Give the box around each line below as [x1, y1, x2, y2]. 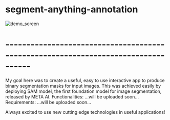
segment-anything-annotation [5, 4, 138, 15]
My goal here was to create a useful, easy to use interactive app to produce [5, 77, 165, 83]
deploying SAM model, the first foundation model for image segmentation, [5, 88, 162, 94]
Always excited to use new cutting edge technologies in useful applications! [5, 109, 165, 115]
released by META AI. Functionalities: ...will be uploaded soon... [5, 93, 139, 99]
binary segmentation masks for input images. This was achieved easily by [5, 83, 161, 89]
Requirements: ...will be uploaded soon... [5, 99, 91, 105]
